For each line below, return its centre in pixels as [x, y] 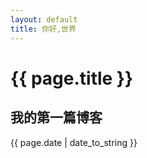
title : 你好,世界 [43, 29]
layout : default [44, 19]
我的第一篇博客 [56, 117]
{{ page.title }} [72, 78]
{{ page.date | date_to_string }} [74, 142]
